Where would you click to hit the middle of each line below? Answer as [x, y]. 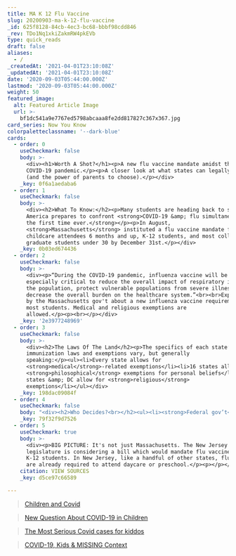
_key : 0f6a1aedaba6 [48, 183]
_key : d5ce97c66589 [48, 478]
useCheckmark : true [48, 432]
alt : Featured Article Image [56, 105]
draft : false [26, 46]
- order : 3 [29, 328]
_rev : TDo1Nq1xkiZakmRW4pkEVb [52, 33]
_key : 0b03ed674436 [48, 249]
